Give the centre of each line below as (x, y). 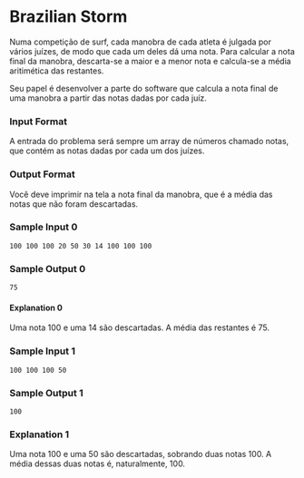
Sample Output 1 (46, 393)
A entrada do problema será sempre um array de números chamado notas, (149, 141)
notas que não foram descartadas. (74, 204)
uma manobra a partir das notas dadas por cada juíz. (108, 98)
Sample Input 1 (42, 351)
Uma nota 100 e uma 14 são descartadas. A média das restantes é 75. (140, 327)
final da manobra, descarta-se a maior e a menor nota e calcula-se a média (151, 61)
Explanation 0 (36, 307)
